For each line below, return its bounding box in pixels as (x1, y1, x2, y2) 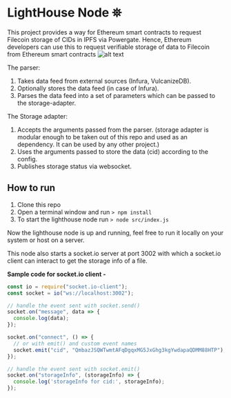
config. (17, 155, 38, 163)
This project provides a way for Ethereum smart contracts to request (7, 28, 201, 36)
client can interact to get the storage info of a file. (7, 257, 148, 265)
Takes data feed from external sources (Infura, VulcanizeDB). (17, 77, 192, 85)
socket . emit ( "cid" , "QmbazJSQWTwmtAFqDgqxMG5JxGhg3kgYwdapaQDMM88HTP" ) (13, 346, 224, 353)
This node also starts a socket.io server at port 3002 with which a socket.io (7, 249, 221, 257)
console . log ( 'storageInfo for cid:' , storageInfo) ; (13, 378, 165, 386)
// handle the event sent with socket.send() (7, 302, 140, 309)
